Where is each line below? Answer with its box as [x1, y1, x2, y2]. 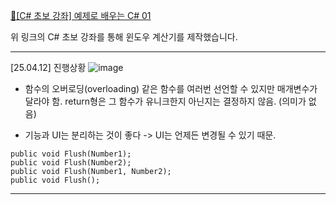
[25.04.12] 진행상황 [10, 62, 87, 73]
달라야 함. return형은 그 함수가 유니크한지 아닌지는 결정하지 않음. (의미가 [24, 95, 307, 107]
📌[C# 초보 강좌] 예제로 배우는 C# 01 [10, 10, 152, 21]
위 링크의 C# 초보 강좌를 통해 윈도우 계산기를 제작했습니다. [10, 31, 238, 43]
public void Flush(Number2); [10, 158, 132, 168]
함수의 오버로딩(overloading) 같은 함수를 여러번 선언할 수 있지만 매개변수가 [24, 83, 318, 94]
